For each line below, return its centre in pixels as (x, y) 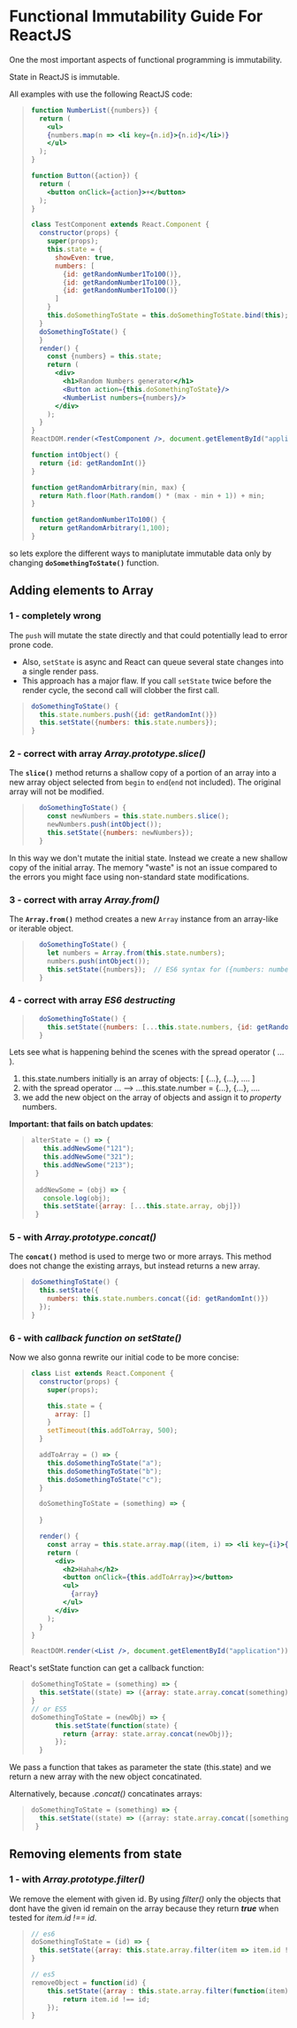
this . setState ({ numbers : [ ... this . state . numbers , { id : (150, 1027)
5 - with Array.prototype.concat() (83, 1237)
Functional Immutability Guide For (136, 16)
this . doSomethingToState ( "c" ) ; (105, 1479)
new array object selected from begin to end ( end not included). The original (145, 783)
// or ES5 (49, 1709)
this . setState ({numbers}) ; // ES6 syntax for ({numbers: (156, 969)
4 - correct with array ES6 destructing (92, 1001)
